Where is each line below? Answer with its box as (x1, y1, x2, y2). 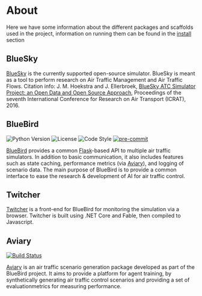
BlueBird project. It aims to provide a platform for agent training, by (6, 270, 172, 277)
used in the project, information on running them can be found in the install (6, 29, 192, 37)
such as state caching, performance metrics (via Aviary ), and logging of (6, 159, 185, 167)
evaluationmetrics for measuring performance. (6, 283, 122, 290)
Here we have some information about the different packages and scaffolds (6, 23, 194, 31)
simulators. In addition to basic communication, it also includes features (6, 153, 184, 160)
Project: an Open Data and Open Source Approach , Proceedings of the (6, 88, 182, 96)
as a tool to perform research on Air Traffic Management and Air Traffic (6, 76, 183, 83)
